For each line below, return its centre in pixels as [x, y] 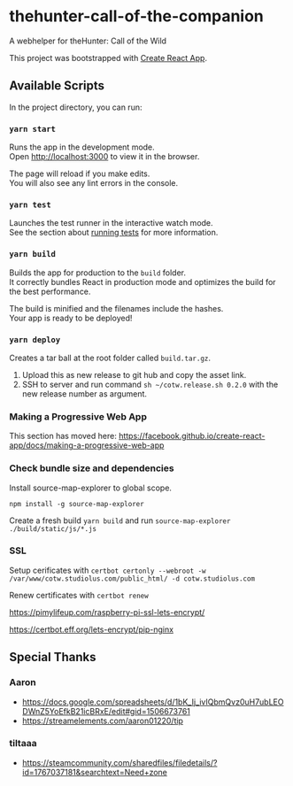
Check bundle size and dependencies [92, 468]
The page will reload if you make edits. [80, 173]
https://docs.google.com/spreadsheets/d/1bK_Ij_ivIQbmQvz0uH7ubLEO [153, 702]
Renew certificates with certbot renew [79, 595]
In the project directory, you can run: [76, 107]
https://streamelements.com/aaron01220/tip [103, 720]
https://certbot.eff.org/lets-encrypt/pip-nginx [92, 629]
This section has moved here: [63, 436]
